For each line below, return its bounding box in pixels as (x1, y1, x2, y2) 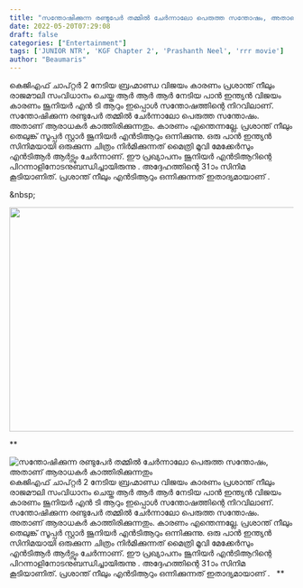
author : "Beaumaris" (9, 55, 87, 64)
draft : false (9, 30, 59, 39)
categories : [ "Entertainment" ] (9, 38, 127, 48)
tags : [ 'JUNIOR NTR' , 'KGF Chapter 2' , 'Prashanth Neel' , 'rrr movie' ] (9, 47, 284, 56)
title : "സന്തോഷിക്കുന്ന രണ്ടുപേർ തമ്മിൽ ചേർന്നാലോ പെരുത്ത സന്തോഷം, (9, 13, 268, 23)
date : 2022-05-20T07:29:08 (9, 22, 111, 31)
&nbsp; (9, 189, 36, 199)
